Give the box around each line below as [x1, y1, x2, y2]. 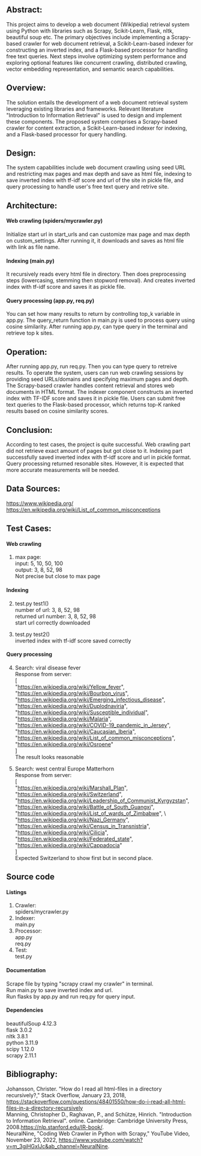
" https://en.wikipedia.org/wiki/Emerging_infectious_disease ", [14, 696, 166, 703]
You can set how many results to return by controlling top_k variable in [6, 310, 181, 318]
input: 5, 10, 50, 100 [14, 560, 64, 567]
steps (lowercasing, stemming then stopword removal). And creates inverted [6, 277, 196, 284]
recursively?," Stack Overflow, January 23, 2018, [6, 1091, 127, 1098]
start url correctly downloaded [14, 619, 91, 626]
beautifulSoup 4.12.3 [6, 1020, 57, 1027]
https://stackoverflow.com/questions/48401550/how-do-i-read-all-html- [6, 1098, 186, 1105]
